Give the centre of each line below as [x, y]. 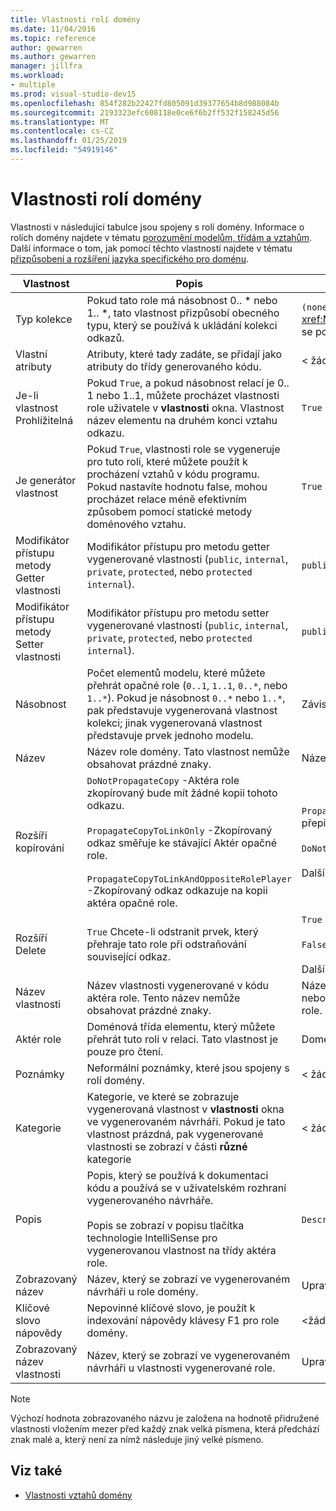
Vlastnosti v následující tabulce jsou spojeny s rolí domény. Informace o [157, 227]
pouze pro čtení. [125, 1051]
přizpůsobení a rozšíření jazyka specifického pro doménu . [129, 258]
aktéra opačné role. [132, 903]
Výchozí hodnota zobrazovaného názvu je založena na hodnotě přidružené [165, 1418]
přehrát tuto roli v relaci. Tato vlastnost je [182, 1039]
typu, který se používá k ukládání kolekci [182, 325]
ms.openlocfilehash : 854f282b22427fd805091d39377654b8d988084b [145, 103]
